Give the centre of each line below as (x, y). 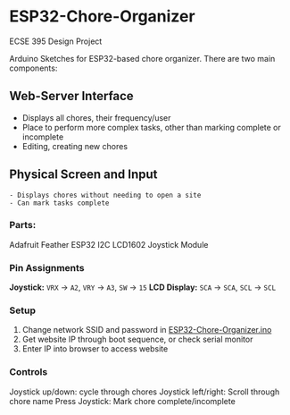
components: (33, 68)
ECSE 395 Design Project (56, 41)
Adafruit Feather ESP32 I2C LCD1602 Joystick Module (109, 244)
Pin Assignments (47, 267)
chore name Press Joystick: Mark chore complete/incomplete (123, 401)
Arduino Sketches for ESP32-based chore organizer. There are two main (142, 58)
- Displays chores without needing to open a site (105, 195)
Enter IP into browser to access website (95, 349)
